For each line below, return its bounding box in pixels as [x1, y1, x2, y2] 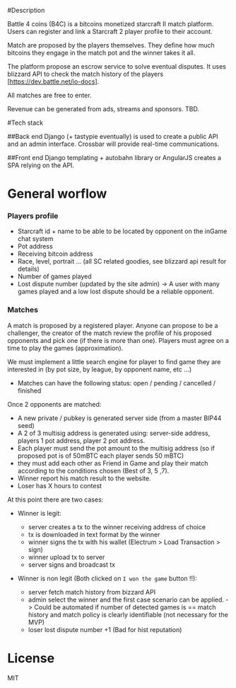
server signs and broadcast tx [28, 560, 115, 569]
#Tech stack [7, 118, 44, 127]
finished [17, 386, 42, 395]
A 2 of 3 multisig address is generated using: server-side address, [17, 429, 211, 437]
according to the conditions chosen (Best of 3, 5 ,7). [17, 466, 170, 475]
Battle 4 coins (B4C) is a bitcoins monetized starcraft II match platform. [7, 20, 214, 28]
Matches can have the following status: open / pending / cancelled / [17, 378, 216, 387]
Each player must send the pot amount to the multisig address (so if [17, 444, 216, 452]
